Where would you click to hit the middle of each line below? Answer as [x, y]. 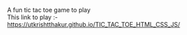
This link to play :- [33, 17]
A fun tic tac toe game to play [49, 10]
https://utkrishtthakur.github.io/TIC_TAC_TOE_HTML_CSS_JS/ [94, 24]
